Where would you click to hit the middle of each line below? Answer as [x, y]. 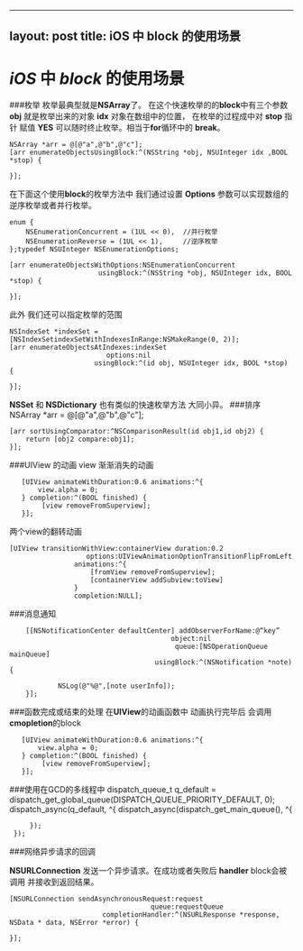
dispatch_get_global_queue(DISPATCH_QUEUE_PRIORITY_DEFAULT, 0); [142, 800]
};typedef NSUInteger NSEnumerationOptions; [94, 250]
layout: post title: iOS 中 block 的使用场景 [125, 37]
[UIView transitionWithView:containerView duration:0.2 [116, 549]
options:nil [129, 356]
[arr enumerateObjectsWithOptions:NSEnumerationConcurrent [123, 265]
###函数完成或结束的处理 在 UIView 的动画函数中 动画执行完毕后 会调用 [141, 712]
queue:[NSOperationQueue [221, 647]
